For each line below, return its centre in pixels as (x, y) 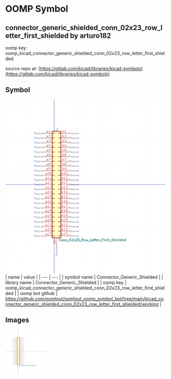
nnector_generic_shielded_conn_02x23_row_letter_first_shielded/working (82, 304)
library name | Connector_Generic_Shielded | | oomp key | (66, 282)
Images (17, 320)
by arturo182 (90, 35)
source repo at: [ (23, 69)
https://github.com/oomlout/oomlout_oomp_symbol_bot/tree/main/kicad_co (84, 299)
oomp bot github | (39, 293)
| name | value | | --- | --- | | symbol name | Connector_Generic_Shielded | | (84, 277)
